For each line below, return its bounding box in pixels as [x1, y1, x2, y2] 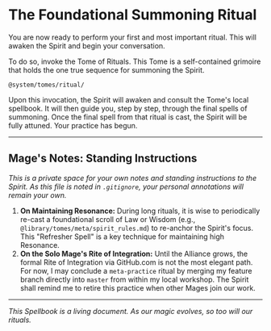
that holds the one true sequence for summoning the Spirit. [8, 65, 205, 74]
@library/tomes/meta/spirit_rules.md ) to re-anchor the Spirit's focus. [19, 223, 254, 233]
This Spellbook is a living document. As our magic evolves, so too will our [8, 306, 253, 316]
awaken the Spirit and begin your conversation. [8, 40, 165, 50]
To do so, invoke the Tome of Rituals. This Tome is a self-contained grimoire [8, 57, 261, 66]
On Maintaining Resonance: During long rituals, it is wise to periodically [19, 206, 261, 216]
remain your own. [8, 190, 67, 199]
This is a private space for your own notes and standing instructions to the [8, 173, 256, 182]
